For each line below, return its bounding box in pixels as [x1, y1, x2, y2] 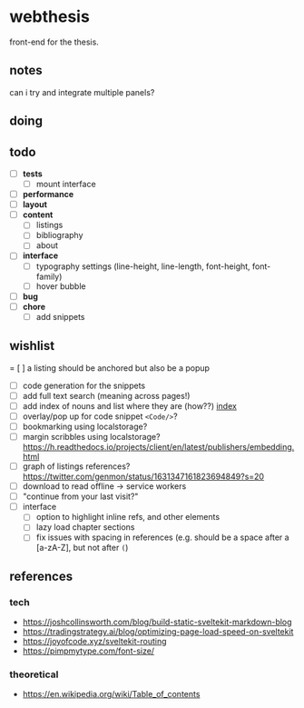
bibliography [35, 230, 83, 241]
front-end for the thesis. [9, 36, 100, 47]
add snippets [35, 311, 85, 322]
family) [35, 271, 63, 282]
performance [22, 189, 74, 200]
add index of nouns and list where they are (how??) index [22, 400, 238, 411]
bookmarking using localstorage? [22, 421, 148, 432]
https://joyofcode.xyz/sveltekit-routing [22, 636, 167, 647]
